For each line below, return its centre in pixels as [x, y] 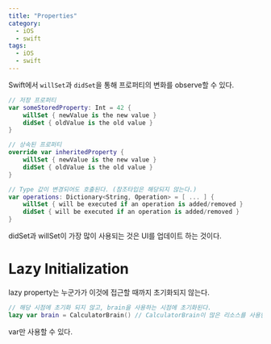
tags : [17, 46]
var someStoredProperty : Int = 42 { [70, 107]
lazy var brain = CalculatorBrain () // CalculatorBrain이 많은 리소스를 [127, 315]
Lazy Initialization [69, 269]
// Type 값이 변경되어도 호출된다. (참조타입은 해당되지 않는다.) [103, 189]
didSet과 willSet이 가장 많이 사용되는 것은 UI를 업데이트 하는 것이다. [115, 236]
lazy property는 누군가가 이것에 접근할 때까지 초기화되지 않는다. [109, 292]
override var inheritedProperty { [67, 153]
